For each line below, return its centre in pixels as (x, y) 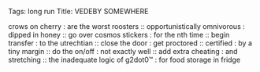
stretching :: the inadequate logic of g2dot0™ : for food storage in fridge (124, 59)
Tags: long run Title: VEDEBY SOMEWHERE (78, 11)
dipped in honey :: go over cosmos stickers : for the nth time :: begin (119, 35)
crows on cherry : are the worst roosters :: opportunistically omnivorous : (127, 26)
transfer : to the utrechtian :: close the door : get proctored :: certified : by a (130, 43)
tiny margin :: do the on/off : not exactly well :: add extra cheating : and (123, 51)
